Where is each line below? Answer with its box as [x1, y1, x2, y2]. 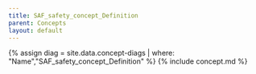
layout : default [8, 26, 63, 34]
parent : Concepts [8, 19, 67, 27]
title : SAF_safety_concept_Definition [8, 11, 138, 20]
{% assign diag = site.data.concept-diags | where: [8, 49, 175, 58]
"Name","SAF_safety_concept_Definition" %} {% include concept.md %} [8, 56, 248, 66]
